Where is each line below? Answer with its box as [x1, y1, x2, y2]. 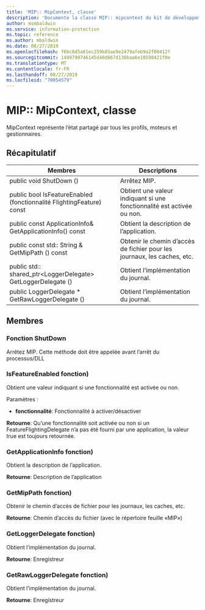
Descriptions [138, 166, 177, 174]
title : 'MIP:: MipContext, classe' [6, 9, 97, 15]
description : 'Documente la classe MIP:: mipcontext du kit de [6, 15, 171, 21]
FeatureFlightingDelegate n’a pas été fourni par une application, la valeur [6, 426, 189, 433]
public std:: [9, 262, 41, 270]
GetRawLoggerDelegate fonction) [6, 570, 109, 579]
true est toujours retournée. [6, 432, 76, 439]
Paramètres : [6, 395, 38, 403]
